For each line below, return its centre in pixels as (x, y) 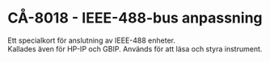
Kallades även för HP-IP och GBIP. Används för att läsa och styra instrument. (135, 48)
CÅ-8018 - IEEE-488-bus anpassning (135, 18)
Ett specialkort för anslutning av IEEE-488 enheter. (91, 40)
